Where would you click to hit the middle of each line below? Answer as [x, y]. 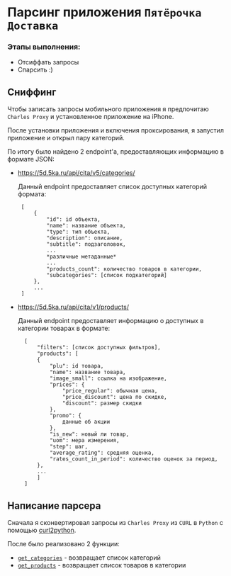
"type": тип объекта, [78, 232]
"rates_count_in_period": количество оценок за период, [134, 459]
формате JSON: [31, 159]
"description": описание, [85, 238]
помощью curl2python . [42, 530]
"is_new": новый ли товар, [89, 434]
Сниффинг [32, 92]
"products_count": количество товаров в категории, [124, 269]
